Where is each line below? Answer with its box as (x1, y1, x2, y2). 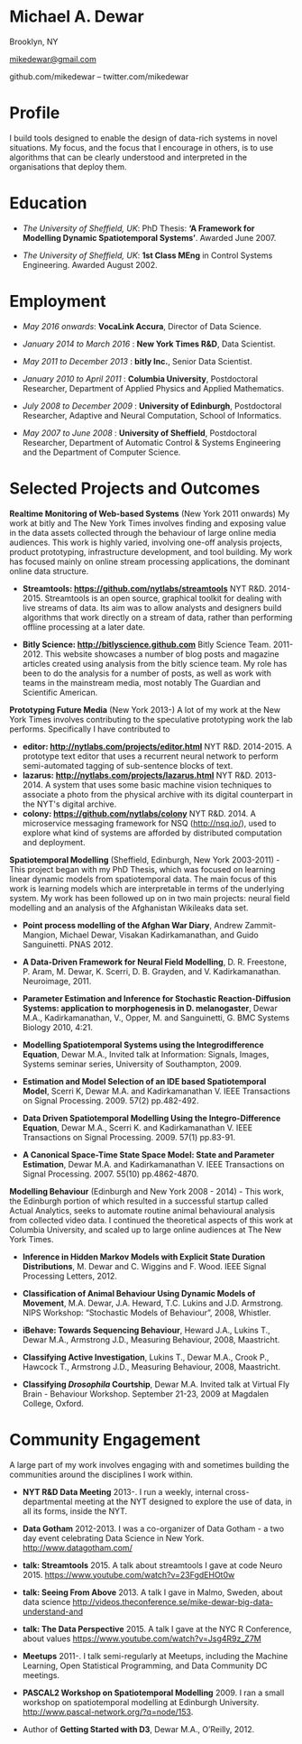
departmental (22, 1496, 73, 1507)
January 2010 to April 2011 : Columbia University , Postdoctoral (22, 373, 259, 384)
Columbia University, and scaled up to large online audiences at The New (9, 1224, 282, 1235)
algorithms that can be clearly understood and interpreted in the (9, 152, 248, 162)
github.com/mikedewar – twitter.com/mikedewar (9, 70, 189, 82)
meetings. (22, 1669, 60, 1680)
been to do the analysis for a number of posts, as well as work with (22, 668, 272, 678)
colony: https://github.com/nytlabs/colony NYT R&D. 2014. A (22, 807, 257, 818)
